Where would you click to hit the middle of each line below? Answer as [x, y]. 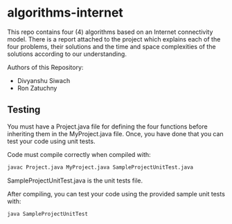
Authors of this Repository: [45, 67]
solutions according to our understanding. [67, 54]
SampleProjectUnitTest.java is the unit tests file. [75, 180]
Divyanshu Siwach [44, 80]
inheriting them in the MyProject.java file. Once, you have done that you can [115, 133]
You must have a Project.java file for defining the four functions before [107, 127]
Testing [24, 110]
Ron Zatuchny [37, 88]
